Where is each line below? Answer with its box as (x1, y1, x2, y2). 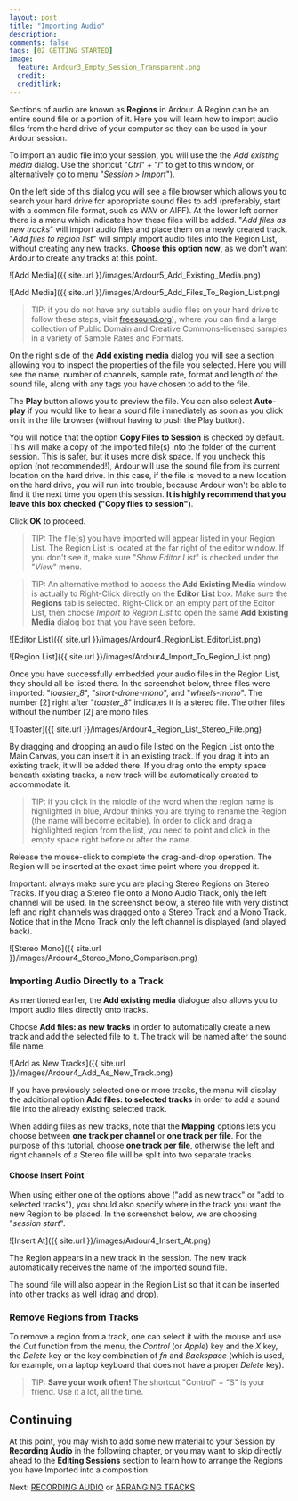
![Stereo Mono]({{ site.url (9, 942, 101, 953)
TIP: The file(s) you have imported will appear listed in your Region (30, 533, 276, 543)
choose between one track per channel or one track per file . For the (9, 1130, 262, 1140)
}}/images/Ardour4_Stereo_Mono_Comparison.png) (9, 952, 198, 963)
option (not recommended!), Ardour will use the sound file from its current (9, 460, 280, 471)
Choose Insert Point (9, 1170, 85, 1181)
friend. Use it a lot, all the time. (30, 1387, 144, 1397)
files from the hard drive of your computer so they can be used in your (9, 122, 267, 134)
